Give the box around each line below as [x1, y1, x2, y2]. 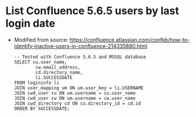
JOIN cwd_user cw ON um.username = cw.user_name [14, 95, 136, 101]
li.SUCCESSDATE [35, 74, 73, 80]
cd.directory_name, [35, 69, 83, 75]
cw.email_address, [35, 64, 81, 70]
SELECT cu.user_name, [14, 59, 67, 65]
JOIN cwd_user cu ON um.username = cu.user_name [14, 90, 136, 96]
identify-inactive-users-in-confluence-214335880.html [14, 43, 148, 50]
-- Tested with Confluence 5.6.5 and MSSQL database [14, 54, 147, 60]
